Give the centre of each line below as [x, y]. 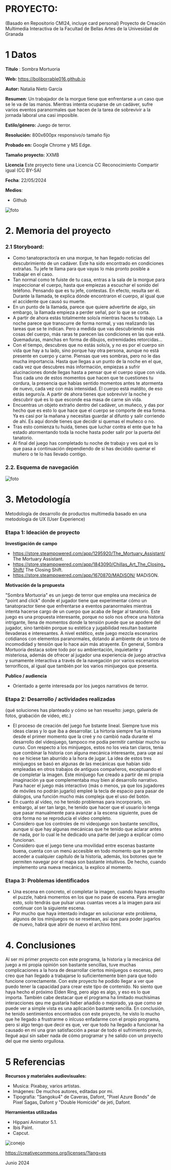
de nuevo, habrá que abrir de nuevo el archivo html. [67, 924]
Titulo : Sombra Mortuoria [33, 69]
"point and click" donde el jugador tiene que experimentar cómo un [76, 600]
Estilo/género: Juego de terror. [38, 125]
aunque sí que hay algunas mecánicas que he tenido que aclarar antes [87, 829]
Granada [15, 34]
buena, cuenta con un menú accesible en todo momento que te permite [88, 851]
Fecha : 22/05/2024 [26, 180]
